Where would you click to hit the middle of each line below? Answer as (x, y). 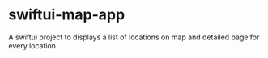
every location (32, 45)
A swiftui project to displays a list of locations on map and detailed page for (134, 37)
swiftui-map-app (67, 15)
